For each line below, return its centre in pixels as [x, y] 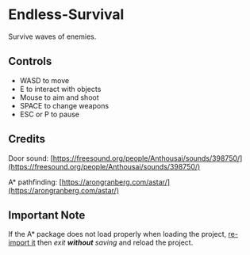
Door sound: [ [31, 158]
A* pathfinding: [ [35, 182]
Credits [27, 139]
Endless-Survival [66, 15]
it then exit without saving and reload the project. [112, 242]
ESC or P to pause [50, 114]
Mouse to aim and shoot [59, 97]
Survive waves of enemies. [52, 36]
